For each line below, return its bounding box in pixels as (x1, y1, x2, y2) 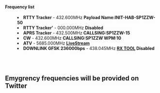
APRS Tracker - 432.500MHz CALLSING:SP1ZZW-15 (23, 30, 130, 36)
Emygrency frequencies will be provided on (5, 74, 139, 82)
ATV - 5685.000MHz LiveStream (23, 40, 90, 46)
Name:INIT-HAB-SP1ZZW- (101, 15, 156, 20)
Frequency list (5, 4, 35, 10)
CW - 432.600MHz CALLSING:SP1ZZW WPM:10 (23, 35, 121, 41)
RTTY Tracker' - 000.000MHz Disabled (23, 25, 103, 31)
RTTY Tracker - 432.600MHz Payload (23, 15, 100, 20)
